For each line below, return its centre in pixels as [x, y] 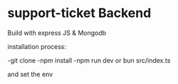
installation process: [37, 46]
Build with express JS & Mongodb [57, 33]
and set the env [30, 74]
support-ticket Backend [79, 13]
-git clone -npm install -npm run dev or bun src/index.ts [89, 60]
